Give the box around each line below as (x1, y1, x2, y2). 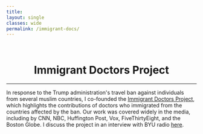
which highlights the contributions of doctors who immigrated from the (6, 102, 182, 109)
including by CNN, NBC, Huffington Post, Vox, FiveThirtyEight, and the (6, 115, 181, 122)
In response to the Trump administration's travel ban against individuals (6, 89, 184, 97)
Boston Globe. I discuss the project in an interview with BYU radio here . (6, 121, 184, 129)
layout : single (6, 14, 45, 21)
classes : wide (6, 20, 42, 26)
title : (6, 8, 23, 15)
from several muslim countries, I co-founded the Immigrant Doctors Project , (6, 95, 195, 103)
